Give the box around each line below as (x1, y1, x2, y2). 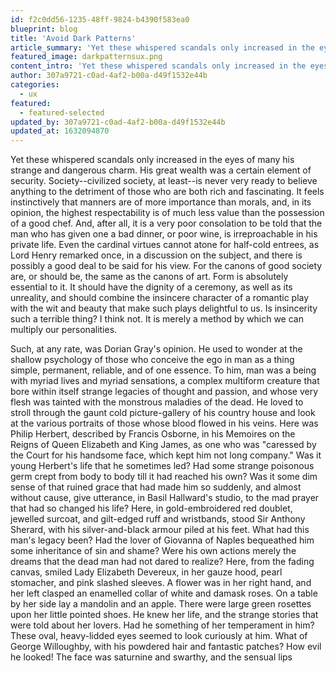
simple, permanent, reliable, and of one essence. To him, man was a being (10, 364, 317, 376)
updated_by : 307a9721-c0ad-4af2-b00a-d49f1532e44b (10, 117, 226, 127)
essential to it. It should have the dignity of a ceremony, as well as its (10, 281, 293, 293)
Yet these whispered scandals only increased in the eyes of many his (10, 154, 295, 166)
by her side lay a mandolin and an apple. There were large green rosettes (10, 598, 312, 610)
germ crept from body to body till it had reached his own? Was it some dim (10, 471, 318, 483)
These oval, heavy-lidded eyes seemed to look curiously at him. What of (10, 630, 308, 642)
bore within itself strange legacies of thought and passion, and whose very (10, 386, 319, 398)
